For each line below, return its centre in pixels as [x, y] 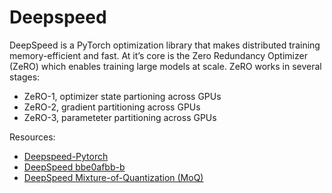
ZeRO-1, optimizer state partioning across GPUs [122, 96]
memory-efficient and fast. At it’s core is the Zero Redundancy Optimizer [158, 55]
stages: [25, 77]
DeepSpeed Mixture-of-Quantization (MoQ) [113, 177]
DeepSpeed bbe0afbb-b [74, 167]
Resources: [32, 137]
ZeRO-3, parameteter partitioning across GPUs [120, 117]
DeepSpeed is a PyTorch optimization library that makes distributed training [165, 45]
